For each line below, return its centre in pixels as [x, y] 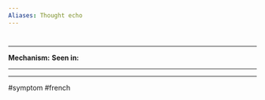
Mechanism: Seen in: [44, 57]
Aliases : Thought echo [45, 15]
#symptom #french [39, 87]
